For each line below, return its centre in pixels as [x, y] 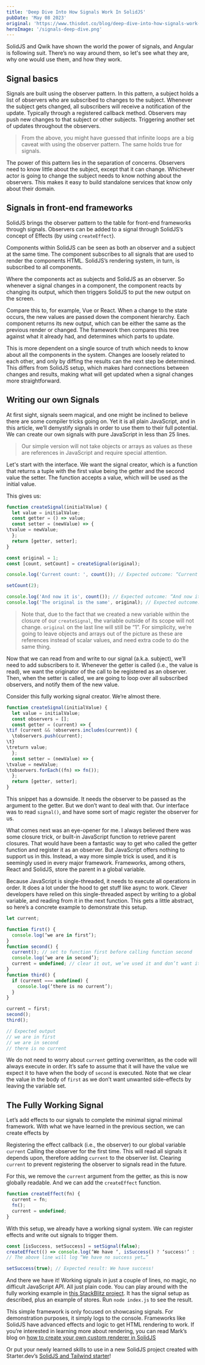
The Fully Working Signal [55, 1105]
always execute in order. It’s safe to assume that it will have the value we [97, 1066]
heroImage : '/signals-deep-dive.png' [54, 29]
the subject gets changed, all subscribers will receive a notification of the [98, 107]
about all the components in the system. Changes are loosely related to [96, 354]
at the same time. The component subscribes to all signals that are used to [100, 254]
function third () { [31, 975]
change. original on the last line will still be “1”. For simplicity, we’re [106, 627]
